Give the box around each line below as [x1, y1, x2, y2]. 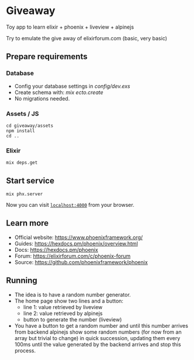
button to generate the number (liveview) [23, 316, 122, 323]
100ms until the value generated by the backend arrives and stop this [14, 341, 181, 348]
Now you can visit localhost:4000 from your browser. [6, 202, 134, 209]
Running [6, 276, 38, 286]
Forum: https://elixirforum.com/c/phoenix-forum [14, 252, 131, 259]
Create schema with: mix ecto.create [14, 89, 103, 96]
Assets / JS [6, 109, 39, 117]
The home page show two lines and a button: [14, 297, 124, 304]
